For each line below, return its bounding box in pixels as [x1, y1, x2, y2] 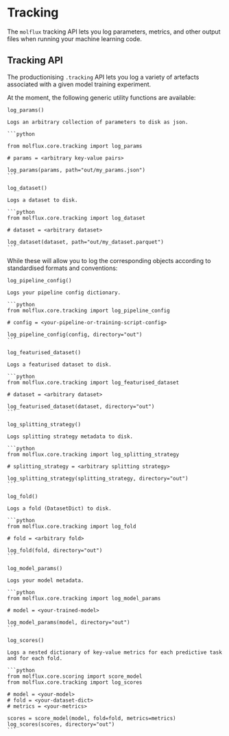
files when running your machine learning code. [7, 34, 143, 42]
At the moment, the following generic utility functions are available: [7, 93, 196, 101]
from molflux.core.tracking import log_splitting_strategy [7, 451, 180, 458]
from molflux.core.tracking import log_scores [7, 678, 143, 686]
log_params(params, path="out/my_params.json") [7, 167, 146, 173]
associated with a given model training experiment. [7, 80, 152, 88]
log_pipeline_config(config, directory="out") [7, 331, 143, 338]
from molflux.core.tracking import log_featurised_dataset [7, 379, 180, 386]
